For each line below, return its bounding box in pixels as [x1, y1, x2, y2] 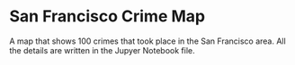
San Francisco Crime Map [9, 6, 205, 27]
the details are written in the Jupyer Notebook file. [9, 45, 195, 55]
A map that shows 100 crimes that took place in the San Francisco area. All [9, 36, 286, 46]
